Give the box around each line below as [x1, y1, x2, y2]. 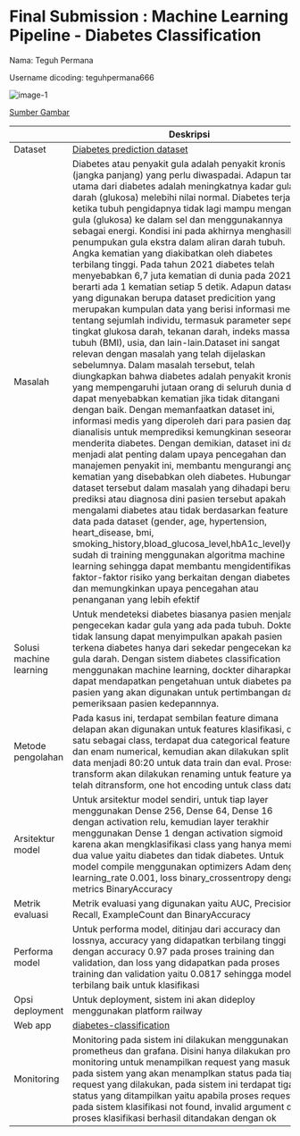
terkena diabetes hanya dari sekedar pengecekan [72, 641, 280, 653]
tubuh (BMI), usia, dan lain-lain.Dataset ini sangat [72, 336, 280, 349]
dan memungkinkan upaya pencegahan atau [72, 582, 259, 594]
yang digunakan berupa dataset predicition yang [72, 291, 276, 304]
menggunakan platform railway [72, 1004, 203, 1016]
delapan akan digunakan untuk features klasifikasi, [72, 722, 285, 735]
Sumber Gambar [9, 106, 70, 117]
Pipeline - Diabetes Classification [9, 25, 262, 46]
